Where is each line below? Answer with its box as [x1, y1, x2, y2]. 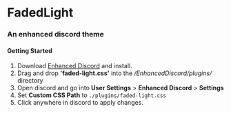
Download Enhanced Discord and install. [17, 62, 132, 70]
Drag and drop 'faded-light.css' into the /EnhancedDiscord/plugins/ [17, 69, 212, 77]
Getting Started [7, 46, 53, 54]
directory [17, 76, 43, 85]
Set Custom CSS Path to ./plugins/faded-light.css [17, 91, 167, 99]
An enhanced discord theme [7, 30, 105, 39]
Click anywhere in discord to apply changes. [17, 99, 143, 107]
